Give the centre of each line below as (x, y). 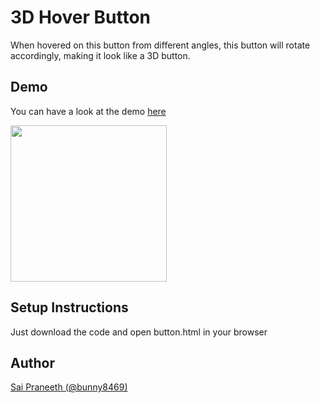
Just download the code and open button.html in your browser (139, 332)
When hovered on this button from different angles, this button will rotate (160, 45)
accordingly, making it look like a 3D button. (100, 55)
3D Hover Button (80, 17)
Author (32, 362)
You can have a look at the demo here (88, 111)
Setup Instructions (69, 307)
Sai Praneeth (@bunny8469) (69, 387)
